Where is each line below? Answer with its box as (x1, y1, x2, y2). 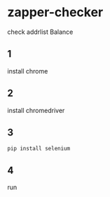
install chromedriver (7, 106, 65, 114)
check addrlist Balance (7, 28, 74, 36)
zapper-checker (7, 4, 104, 20)
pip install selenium (7, 145, 71, 153)
